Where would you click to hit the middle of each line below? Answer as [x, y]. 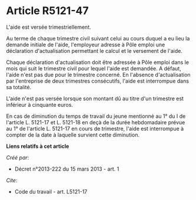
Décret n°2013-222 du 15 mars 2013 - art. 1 [67, 169]
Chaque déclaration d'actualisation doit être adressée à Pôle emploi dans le [98, 62]
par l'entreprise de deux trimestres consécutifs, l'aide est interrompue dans [98, 81]
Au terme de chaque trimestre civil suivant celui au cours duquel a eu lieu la [98, 38]
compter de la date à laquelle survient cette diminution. [73, 135]
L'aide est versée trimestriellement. [49, 27]
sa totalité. [19, 87]
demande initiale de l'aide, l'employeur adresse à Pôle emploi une [86, 45]
